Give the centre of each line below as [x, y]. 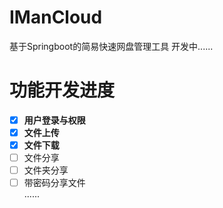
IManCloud [56, 17]
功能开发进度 [62, 90]
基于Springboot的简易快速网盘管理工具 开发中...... [111, 46]
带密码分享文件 [54, 183]
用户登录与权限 [54, 120]
